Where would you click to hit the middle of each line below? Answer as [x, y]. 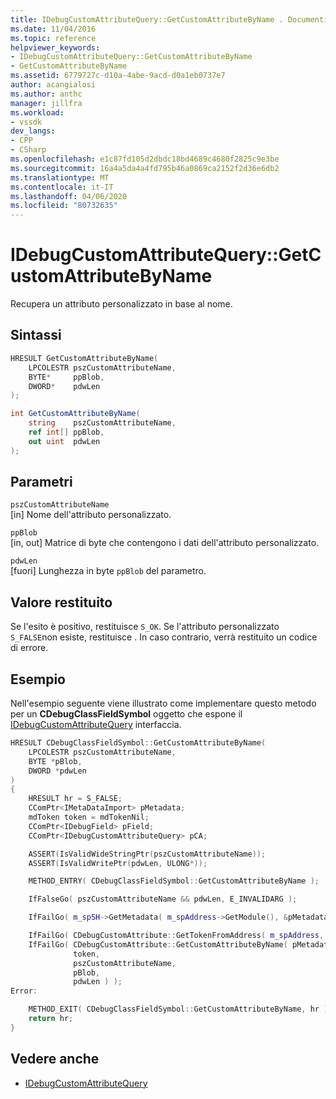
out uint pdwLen [64, 441]
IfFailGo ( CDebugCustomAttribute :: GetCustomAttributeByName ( [158, 944]
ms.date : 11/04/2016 [53, 29]
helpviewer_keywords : [55, 47]
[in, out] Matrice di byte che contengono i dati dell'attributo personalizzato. [165, 543]
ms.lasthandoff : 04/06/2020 [69, 196]
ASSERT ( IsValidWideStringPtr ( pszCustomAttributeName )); [147, 854]
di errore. [29, 648]
